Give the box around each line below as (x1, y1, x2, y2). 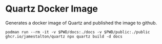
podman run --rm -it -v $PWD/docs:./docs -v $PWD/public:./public (5, 29, 150, 34)
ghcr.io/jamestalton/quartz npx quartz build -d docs (5, 34, 123, 39)
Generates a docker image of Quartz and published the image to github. (5, 20, 157, 26)
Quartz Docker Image (5, 3, 98, 15)
